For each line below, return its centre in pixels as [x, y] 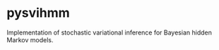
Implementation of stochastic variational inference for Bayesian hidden [109, 32]
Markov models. [30, 39]
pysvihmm [38, 13]
